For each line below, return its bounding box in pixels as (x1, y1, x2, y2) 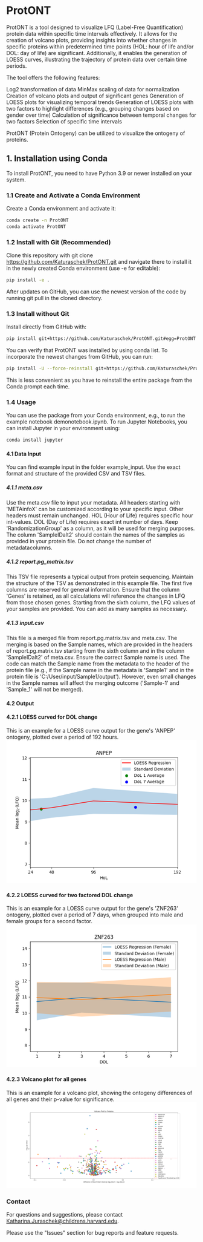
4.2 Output (6, 699, 34, 707)
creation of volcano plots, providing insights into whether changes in (6, 36, 177, 44)
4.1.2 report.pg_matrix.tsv (6, 558, 74, 565)
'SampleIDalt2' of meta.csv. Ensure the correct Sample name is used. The (6, 654, 190, 661)
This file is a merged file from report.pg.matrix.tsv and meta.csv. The (6, 635, 178, 642)
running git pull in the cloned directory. (6, 294, 103, 301)
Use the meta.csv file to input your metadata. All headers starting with (6, 499, 181, 506)
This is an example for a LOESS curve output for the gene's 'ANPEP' (6, 727, 175, 734)
